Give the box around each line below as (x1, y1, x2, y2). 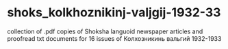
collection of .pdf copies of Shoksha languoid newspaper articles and (7, 27, 203, 35)
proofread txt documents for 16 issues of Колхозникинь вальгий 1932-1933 (7, 34, 222, 42)
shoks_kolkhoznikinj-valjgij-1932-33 (7, 5, 221, 20)
